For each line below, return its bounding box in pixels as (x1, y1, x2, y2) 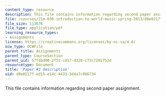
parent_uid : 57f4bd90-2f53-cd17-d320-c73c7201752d (5, 58, 112, 63)
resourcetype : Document (5, 62, 54, 67)
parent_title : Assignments (5, 48, 61, 53)
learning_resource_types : (5, 30, 58, 35)
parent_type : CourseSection (5, 53, 63, 58)
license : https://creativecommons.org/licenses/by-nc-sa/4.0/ (5, 40, 136, 45)
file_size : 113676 (5, 21, 43, 26)
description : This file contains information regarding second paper (5, 12, 152, 17)
